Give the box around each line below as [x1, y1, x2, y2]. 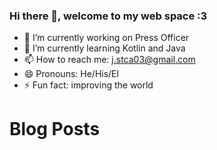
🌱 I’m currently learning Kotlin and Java [23, 42, 186, 54]
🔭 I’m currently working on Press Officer [23, 32, 190, 44]
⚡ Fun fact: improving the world [23, 79, 154, 91]
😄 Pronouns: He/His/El [23, 68, 119, 80]
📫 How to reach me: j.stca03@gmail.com [23, 54, 196, 66]
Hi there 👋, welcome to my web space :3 [9, 9, 208, 23]
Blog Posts [9, 118, 101, 141]
